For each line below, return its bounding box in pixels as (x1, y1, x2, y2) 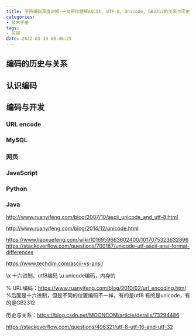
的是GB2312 (6, 299, 36, 306)
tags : (6, 25, 19, 31)
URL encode (6, 121, 42, 129)
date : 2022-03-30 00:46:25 (6, 36, 72, 42)
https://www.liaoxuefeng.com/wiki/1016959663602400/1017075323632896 (6, 236, 189, 244)
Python (6, 184, 27, 193)
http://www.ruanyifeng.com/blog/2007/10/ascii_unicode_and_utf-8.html (6, 214, 178, 221)
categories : (6, 14, 35, 20)
